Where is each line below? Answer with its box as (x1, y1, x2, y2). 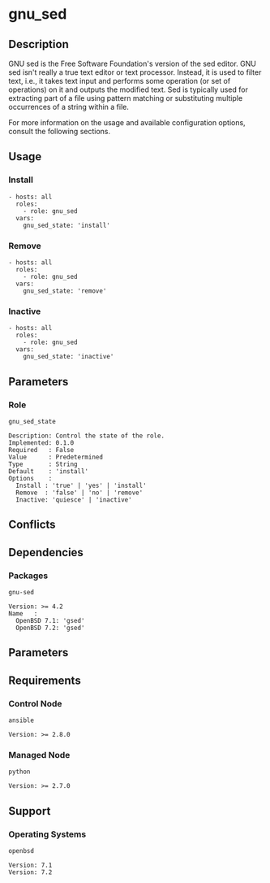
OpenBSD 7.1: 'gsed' (15, 617, 85, 625)
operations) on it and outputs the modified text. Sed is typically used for (8, 85, 249, 94)
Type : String (8, 460, 79, 468)
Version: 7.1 (8, 861, 53, 870)
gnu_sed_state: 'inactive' (23, 353, 114, 361)
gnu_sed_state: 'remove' (23, 286, 107, 295)
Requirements (8, 673, 81, 687)
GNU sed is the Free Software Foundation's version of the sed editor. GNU (8, 59, 257, 68)
